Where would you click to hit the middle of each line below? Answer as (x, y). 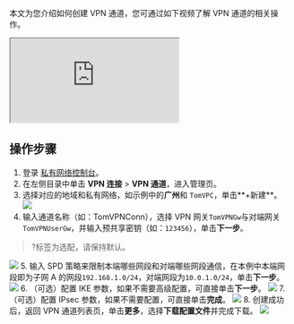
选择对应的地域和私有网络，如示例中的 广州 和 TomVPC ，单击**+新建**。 (152, 194)
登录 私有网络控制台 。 (63, 172)
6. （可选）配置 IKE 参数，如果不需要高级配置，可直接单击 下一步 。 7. (152, 288)
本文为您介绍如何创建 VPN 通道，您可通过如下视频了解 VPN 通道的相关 (140, 13)
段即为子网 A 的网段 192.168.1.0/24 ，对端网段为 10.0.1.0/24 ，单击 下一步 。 (147, 277)
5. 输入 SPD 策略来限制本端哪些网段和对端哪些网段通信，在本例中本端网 (152, 266)
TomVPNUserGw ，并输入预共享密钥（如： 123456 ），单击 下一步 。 (135, 227)
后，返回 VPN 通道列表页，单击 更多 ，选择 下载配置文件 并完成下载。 (134, 311)
